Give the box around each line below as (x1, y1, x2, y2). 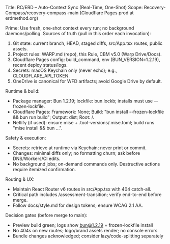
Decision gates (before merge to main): (5, 212, 88, 218)
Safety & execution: (5, 135, 46, 141)
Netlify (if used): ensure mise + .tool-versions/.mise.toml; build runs (12, 120, 155, 125)
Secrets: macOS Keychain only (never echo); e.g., (12, 67, 117, 73)
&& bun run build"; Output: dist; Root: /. (12, 114, 95, 120)
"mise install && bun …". (12, 125, 63, 131)
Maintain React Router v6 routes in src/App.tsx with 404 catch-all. (12, 186, 152, 192)
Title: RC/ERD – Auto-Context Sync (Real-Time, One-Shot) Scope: (5, 5, 143, 10)
